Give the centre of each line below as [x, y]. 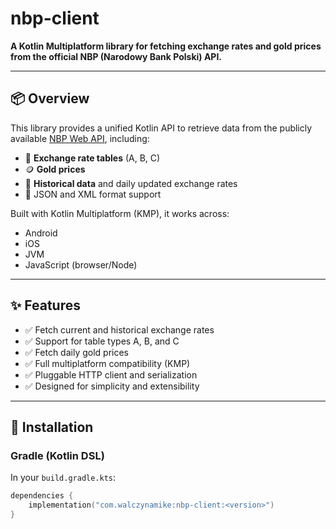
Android [41, 233]
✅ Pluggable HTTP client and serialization [111, 374]
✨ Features [45, 305]
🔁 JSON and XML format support [93, 194]
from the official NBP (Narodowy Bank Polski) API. [116, 56]
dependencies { [42, 496]
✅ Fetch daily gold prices [76, 352]
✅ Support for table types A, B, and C [102, 341]
